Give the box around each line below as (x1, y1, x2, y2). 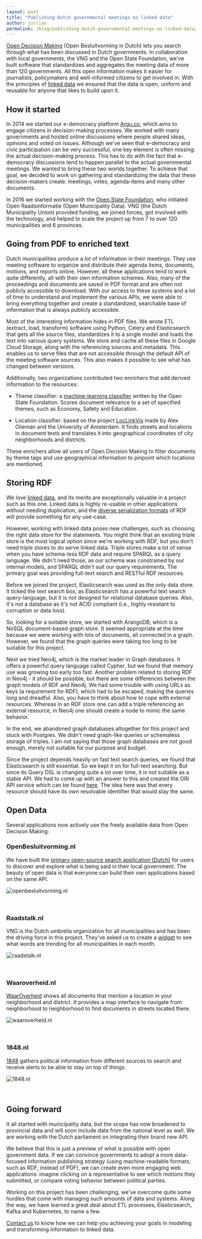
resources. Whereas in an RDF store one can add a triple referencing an (6, 700, 185, 707)
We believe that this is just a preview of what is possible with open (6, 1144, 170, 1152)
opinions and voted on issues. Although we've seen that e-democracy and (6, 140, 191, 147)
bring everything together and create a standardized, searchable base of (6, 299, 186, 307)
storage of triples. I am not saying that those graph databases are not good (6, 737, 192, 745)
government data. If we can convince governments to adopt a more (6, 1151, 173, 1158)
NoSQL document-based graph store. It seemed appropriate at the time (6, 624, 183, 632)
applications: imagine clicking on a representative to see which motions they (6, 1170, 195, 1178)
